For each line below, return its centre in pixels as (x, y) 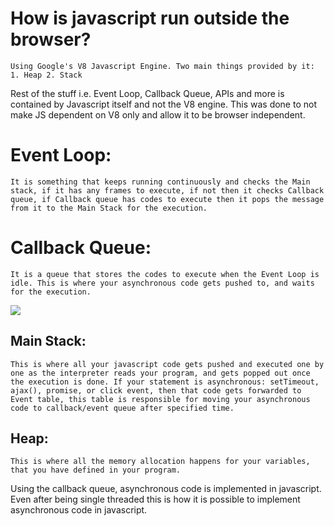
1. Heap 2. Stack (46, 75)
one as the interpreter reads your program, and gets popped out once (160, 373)
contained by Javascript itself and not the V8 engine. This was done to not (163, 104)
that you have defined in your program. (96, 470)
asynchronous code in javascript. (79, 510)
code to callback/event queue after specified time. (122, 408)
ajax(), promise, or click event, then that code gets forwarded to (156, 390)
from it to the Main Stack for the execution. (109, 208)
